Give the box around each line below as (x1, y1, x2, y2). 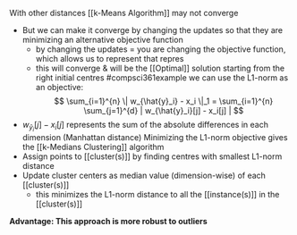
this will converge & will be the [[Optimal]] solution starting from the (35, 63, 284, 73)
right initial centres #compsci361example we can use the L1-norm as (35, 72, 289, 83)
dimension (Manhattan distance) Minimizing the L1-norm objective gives (21, 132, 288, 143)
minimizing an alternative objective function (21, 35, 183, 45)
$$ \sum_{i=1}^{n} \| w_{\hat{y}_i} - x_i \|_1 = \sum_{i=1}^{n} (54, 96, 274, 106)
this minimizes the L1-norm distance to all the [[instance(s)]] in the (35, 189, 280, 200)
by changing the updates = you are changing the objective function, (35, 44, 286, 55)
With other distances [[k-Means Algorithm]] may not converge (9, 8, 239, 18)
